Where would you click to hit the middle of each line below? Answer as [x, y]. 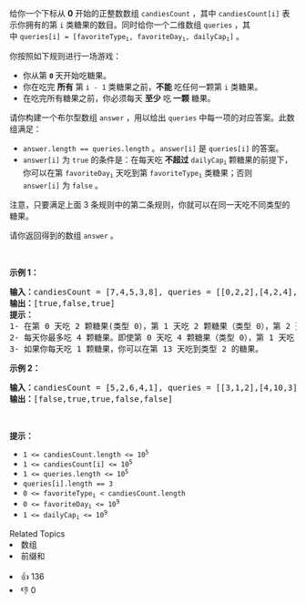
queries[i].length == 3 [68, 484]
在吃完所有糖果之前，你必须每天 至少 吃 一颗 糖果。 [119, 98]
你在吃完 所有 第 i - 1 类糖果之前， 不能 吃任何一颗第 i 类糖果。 [143, 87]
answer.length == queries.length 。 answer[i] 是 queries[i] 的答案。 [153, 148]
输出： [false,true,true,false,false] [91, 399]
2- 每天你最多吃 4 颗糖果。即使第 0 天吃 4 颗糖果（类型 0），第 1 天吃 [152, 337]
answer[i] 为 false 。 [62, 185]
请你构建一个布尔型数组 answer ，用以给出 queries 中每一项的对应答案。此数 [152, 118]
